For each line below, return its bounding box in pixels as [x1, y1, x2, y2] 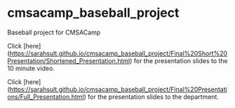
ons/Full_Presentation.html [7, 93, 84, 101]
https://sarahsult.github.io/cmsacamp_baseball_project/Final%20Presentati [9, 85, 228, 93]
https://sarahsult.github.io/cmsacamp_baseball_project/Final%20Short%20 [9, 49, 228, 58]
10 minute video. [7, 64, 55, 72]
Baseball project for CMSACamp [7, 28, 101, 36]
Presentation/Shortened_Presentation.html [7, 56, 130, 65]
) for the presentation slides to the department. [83, 93, 220, 101]
